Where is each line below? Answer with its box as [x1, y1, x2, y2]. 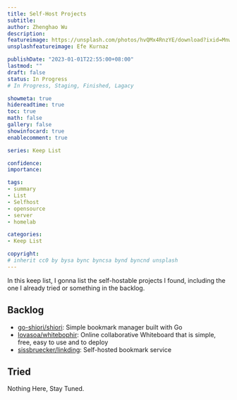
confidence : [7, 159, 42, 166]
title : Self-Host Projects [7, 10, 87, 18]
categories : [7, 231, 42, 238]
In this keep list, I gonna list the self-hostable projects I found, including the [7, 276, 226, 284]
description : [7, 30, 46, 37]
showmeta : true [7, 95, 52, 102]
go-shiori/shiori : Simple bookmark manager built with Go [17, 322, 183, 332]
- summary [7, 186, 37, 193]
